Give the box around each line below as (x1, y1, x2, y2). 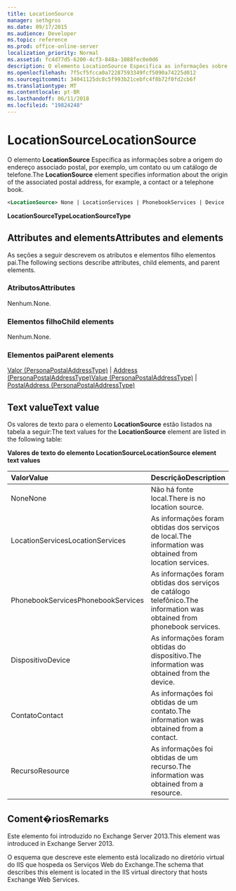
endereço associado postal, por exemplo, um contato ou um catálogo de (7, 162, 218, 171)
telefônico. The (150, 596, 199, 605)
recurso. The (150, 762, 192, 771)
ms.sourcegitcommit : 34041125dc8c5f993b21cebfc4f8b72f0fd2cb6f (7, 75, 197, 83)
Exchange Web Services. (7, 876, 80, 884)
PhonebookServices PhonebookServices (11, 596, 144, 605)
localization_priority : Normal (7, 50, 99, 57)
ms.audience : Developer (7, 30, 77, 37)
